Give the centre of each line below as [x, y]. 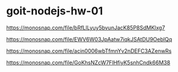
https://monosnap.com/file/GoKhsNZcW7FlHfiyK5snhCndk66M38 [88, 62]
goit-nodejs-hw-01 [55, 11]
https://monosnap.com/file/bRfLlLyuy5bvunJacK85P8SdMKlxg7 [86, 28]
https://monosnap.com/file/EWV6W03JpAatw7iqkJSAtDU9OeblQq [89, 39]
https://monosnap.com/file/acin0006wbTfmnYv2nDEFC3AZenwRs [89, 51]
